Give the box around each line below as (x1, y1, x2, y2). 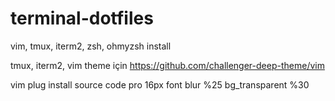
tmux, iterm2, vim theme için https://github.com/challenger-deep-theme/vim (10, 59, 325, 71)
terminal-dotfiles (10, 7, 154, 30)
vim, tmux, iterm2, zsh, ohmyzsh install (10, 40, 172, 52)
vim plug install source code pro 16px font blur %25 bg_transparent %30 (10, 78, 310, 91)
